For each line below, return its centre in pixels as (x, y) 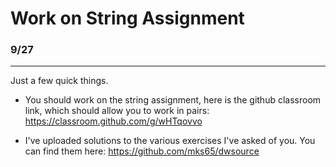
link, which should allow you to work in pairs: (117, 111)
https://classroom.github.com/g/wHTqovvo (113, 121)
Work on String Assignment (127, 18)
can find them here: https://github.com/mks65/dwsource (142, 151)
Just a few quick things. (59, 81)
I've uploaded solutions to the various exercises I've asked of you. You (170, 141)
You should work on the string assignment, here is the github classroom (173, 100)
